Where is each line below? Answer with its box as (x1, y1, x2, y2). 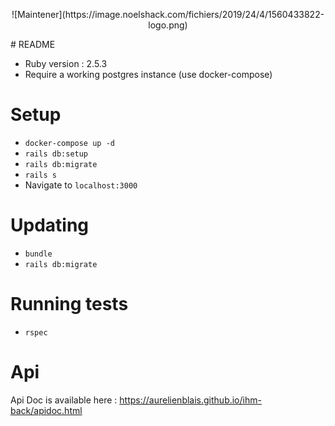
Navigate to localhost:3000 (24, 179, 138, 191)
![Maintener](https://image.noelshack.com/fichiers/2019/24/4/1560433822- (11, 9, 325, 20)
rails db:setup (24, 149, 89, 159)
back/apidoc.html (10, 404, 83, 416)
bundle (24, 249, 53, 259)
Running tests (10, 293, 129, 316)
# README (10, 39, 56, 50)
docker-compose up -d (24, 138, 115, 148)
